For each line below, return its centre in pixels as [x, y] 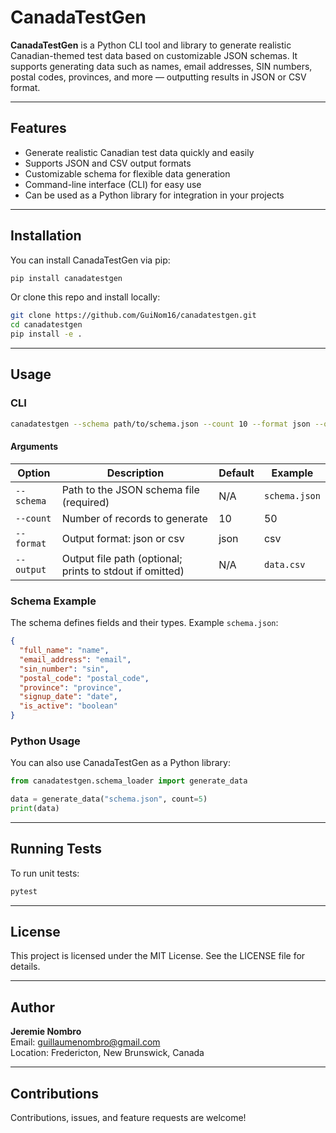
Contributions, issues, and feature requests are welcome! [128, 1118]
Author [32, 1007]
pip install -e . [46, 334]
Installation [46, 236]
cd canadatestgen [46, 325]
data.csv [284, 564]
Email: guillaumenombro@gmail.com [85, 1042]
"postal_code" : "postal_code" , [84, 678]
